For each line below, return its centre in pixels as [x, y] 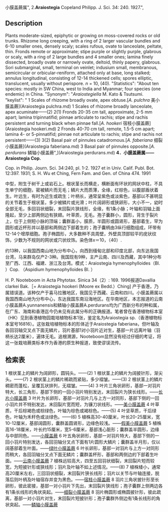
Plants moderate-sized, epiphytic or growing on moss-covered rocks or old [83, 35]
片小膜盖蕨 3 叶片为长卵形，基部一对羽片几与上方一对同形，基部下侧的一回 [82, 398]
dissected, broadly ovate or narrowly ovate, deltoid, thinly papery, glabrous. [83, 62]
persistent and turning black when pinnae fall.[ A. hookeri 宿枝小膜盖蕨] [78, 123]
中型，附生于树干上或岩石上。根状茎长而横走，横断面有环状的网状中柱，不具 [84, 183]
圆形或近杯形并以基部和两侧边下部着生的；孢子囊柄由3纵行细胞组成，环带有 [83, 227]
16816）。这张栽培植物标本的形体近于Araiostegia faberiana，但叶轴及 [89, 324]
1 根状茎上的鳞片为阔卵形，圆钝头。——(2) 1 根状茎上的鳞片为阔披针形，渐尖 [84, 373]
